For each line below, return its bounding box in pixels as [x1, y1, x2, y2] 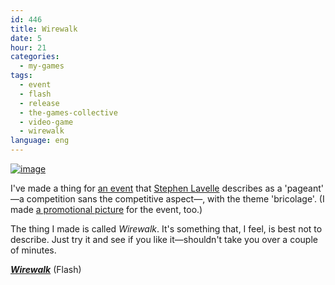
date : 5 [10, 33, 43, 43]
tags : [10, 71, 33, 81]
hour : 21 [10, 42, 47, 53]
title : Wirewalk [10, 24, 78, 34]
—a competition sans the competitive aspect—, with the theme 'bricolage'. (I [10, 193, 325, 205]
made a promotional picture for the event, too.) [10, 204, 203, 215]
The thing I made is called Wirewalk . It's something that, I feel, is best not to [10, 223, 323, 235]
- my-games [19, 61, 65, 71]
